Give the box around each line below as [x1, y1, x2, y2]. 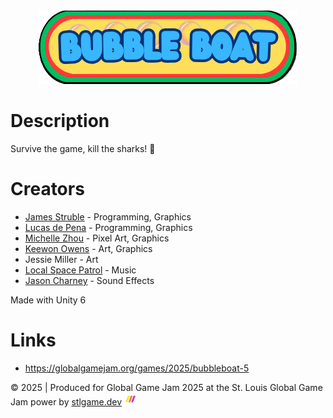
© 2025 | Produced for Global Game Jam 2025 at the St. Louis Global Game [10, 381, 323, 393]
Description [10, 110, 110, 133]
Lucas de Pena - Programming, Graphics [24, 221, 193, 233]
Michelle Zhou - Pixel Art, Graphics [24, 232, 170, 244]
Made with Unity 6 [10, 294, 87, 306]
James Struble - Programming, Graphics [24, 210, 192, 223]
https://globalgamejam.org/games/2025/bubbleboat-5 [24, 362, 250, 374]
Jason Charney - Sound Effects [24, 274, 155, 286]
